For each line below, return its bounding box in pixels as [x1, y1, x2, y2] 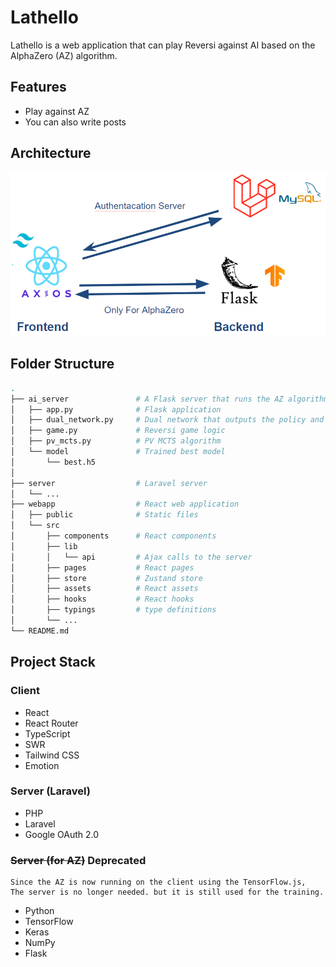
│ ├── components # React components [10, 531, 217, 541]
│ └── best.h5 [10, 457, 97, 467]
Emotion [24, 759, 60, 771]
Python [24, 905, 55, 917]
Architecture [10, 145, 92, 162]
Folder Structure [10, 356, 115, 373]
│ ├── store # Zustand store [10, 573, 203, 583]
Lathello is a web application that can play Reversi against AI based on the [10, 39, 316, 51]
